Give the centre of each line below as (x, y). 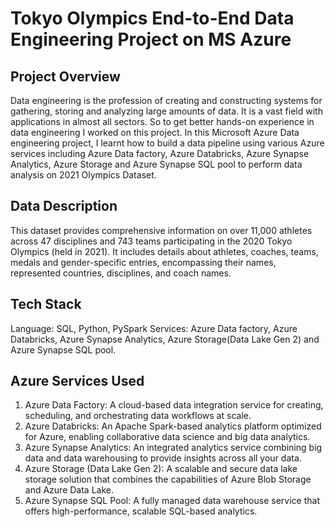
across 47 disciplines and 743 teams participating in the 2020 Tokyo (151, 241)
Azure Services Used (77, 381)
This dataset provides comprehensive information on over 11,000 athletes (161, 230)
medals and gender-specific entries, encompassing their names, (143, 262)
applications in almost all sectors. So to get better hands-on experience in (162, 121)
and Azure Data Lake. (69, 490)
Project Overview (65, 76)
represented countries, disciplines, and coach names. (121, 273)
